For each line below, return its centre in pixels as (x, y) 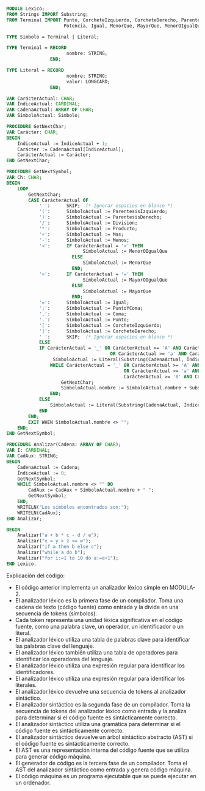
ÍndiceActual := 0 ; (42, 473)
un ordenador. (33, 782)
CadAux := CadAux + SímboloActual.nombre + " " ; (91, 490)
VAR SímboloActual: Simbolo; (43, 116)
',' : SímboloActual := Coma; (83, 314)
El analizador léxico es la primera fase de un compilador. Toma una (99, 600)
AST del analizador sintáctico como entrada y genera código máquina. (104, 770)
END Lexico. (21, 564)
